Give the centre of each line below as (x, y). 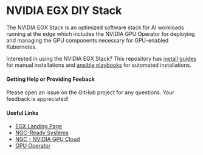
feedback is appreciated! (37, 99)
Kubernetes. (22, 47)
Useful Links (22, 112)
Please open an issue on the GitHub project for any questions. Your (91, 92)
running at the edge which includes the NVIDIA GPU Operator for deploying (101, 33)
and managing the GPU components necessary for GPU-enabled (88, 40)
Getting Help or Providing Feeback (51, 79)
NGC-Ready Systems (42, 133)
